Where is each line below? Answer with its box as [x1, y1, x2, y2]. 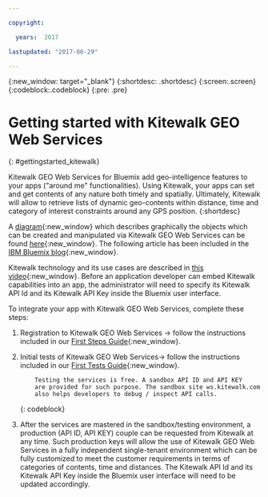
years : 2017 [15, 33, 59, 41]
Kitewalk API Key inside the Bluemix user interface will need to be [19, 471, 236, 481]
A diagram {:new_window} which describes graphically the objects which [8, 222, 248, 232]
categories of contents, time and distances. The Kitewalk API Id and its [19, 463, 254, 472]
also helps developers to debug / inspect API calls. [34, 390, 218, 398]
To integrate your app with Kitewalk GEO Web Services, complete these [8, 304, 245, 313]
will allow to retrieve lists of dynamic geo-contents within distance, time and [8, 198, 258, 208]
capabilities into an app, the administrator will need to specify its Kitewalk [8, 280, 250, 289]
